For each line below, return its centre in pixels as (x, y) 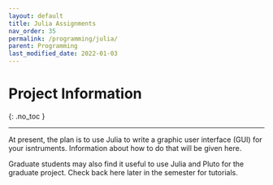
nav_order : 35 (32, 31)
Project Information (75, 94)
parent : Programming (43, 46)
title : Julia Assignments (52, 24)
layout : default (36, 16)
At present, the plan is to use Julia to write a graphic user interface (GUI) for (135, 140)
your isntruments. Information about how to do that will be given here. (125, 148)
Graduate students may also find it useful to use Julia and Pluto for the (126, 164)
